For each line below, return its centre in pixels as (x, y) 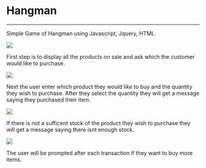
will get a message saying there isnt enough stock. (71, 129)
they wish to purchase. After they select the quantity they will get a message (103, 93)
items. (14, 159)
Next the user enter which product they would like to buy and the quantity (100, 86)
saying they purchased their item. (48, 99)
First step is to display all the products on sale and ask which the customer (101, 56)
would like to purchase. (36, 63)
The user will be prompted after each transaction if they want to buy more (100, 153)
